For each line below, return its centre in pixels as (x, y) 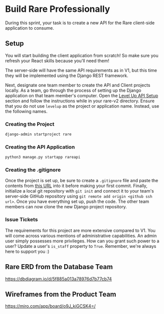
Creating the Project (30, 124)
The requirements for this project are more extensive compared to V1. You (80, 230)
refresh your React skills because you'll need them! (57, 61)
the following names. (26, 111)
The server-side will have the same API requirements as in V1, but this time (81, 70)
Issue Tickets (21, 220)
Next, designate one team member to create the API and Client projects (78, 85)
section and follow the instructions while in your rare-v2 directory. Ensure (80, 101)
